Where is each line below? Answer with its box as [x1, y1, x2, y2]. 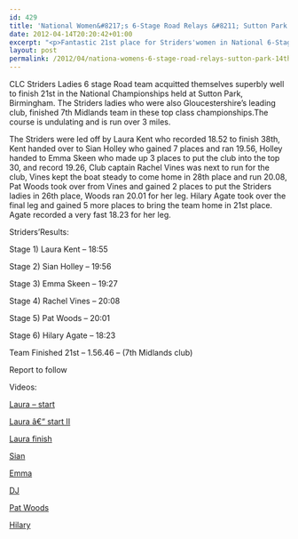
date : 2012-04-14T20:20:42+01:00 [9, 29, 133, 38]
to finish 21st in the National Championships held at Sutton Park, [9, 88, 244, 99]
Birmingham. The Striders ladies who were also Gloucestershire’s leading [9, 98, 277, 108]
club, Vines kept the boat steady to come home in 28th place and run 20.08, [9, 172, 287, 182]
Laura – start [9, 399, 56, 409]
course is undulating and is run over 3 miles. [9, 117, 171, 127]
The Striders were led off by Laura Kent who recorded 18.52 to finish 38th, [9, 134, 281, 144]
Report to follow [9, 365, 68, 374]
